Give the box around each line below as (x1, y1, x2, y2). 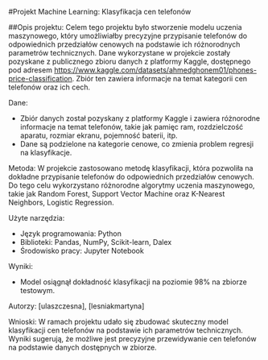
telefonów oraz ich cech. (8, 82, 91, 92)
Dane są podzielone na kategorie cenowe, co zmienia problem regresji (19, 139, 254, 148)
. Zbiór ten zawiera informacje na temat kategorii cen (72, 74, 248, 83)
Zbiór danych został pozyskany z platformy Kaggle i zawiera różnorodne (19, 114, 261, 123)
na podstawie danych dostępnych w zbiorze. (8, 342, 157, 352)
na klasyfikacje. (19, 148, 72, 157)
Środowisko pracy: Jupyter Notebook (19, 246, 145, 255)
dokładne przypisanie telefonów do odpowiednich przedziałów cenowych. (8, 172, 255, 181)
